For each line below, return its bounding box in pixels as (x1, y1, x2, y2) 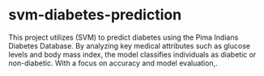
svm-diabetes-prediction (8, 6, 182, 24)
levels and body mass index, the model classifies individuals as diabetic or (8, 49, 257, 59)
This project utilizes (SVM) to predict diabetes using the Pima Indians (8, 32, 239, 42)
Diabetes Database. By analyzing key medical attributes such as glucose (8, 40, 251, 50)
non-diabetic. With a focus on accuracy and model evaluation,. (8, 58, 218, 68)
